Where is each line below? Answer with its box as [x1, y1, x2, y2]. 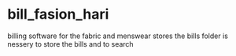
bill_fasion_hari [7, 5, 109, 23]
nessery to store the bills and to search [7, 39, 135, 48]
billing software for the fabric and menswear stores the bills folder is [7, 31, 229, 40]
